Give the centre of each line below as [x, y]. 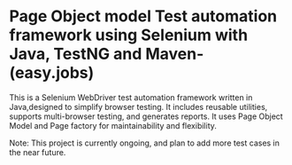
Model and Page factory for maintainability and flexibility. [113, 125]
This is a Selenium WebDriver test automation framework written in [131, 97]
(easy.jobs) [52, 73]
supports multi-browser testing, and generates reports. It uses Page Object [146, 116]
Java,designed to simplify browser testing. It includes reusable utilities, [138, 106]
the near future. [38, 152]
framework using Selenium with [129, 35]
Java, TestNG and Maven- [107, 54]
